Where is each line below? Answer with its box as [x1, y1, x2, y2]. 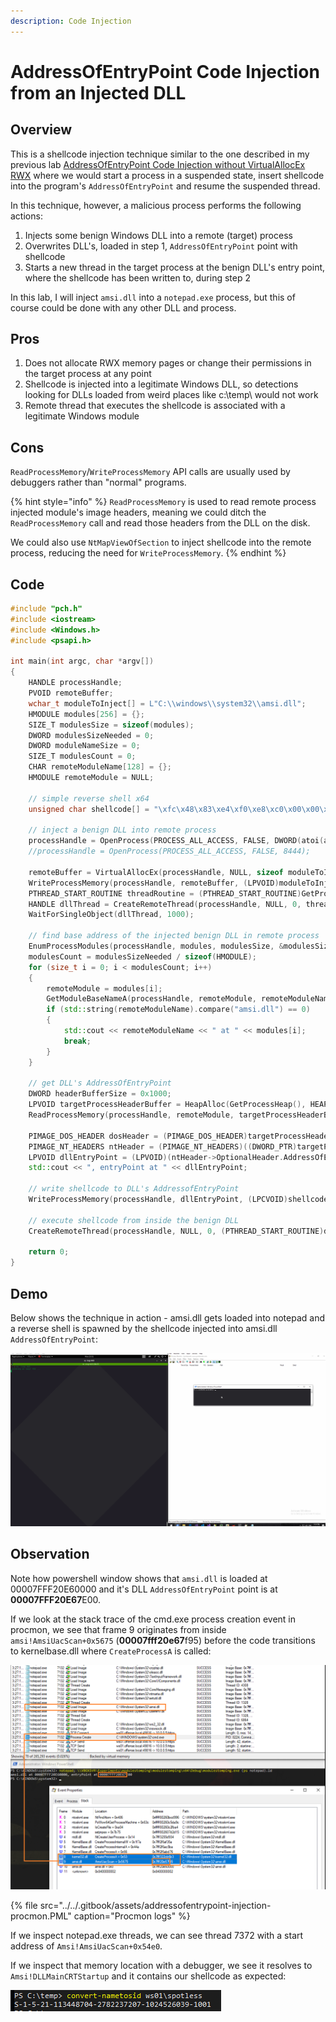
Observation [10, 1546, 90, 1563]
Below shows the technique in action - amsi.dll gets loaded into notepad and [10, 1312, 325, 1324]
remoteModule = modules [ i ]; [46, 983, 163, 994]
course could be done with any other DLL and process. [10, 301, 237, 314]
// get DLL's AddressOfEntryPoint [28, 1078, 172, 1089]
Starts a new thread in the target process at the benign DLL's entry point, [24, 261, 326, 273]
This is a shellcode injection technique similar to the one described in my [10, 148, 310, 160]
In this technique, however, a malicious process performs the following [10, 199, 302, 211]
